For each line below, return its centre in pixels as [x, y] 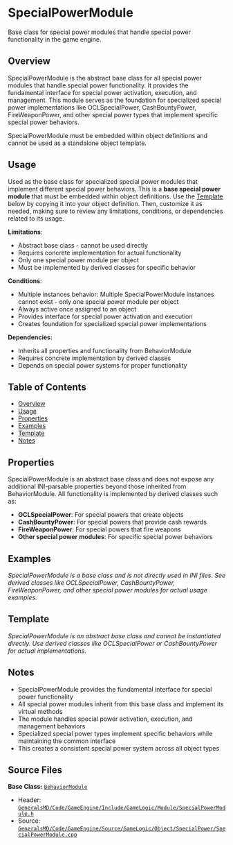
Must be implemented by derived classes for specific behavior [107, 267]
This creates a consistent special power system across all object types [119, 748]
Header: [29, 800]
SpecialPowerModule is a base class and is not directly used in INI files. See [117, 575]
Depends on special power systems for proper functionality [102, 365]
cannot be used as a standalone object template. [77, 143]
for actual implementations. [47, 651]
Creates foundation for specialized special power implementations [112, 323]
